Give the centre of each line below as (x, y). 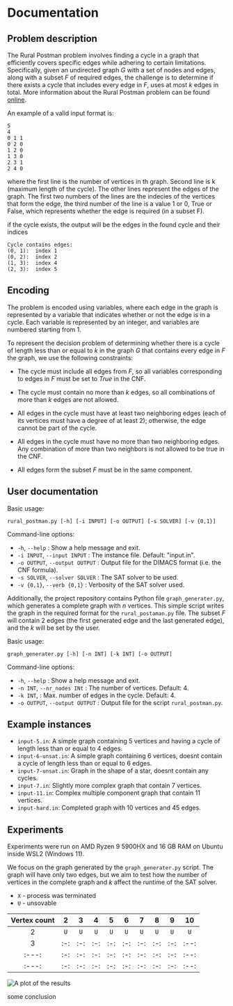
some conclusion (32, 997)
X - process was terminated (56, 896)
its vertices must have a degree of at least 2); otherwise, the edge (112, 420)
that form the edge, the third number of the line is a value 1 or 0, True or (110, 204)
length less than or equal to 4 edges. (70, 749)
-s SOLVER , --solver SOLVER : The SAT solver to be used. (98, 577)
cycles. (27, 778)
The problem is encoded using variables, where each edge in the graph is (113, 307)
